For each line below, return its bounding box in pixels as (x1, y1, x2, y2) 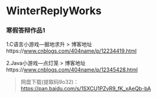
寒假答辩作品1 (6, 27, 45, 35)
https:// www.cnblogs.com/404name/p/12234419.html (6, 47, 137, 54)
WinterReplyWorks (6, 4, 102, 18)
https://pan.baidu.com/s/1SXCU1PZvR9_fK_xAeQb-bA (20, 85, 152, 92)
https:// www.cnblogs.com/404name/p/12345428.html (6, 66, 138, 73)
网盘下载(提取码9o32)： (20, 79, 79, 86)
